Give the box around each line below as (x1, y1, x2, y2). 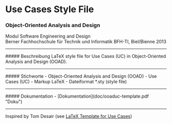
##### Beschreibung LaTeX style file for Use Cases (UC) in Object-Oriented (5, 53, 166, 59)
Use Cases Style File (5, 4, 94, 15)
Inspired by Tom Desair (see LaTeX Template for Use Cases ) (5, 113, 132, 119)
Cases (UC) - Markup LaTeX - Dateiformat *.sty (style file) (5, 79, 127, 85)
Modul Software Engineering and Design (5, 33, 91, 39)
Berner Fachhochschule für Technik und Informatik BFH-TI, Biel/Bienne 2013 (5, 39, 166, 45)
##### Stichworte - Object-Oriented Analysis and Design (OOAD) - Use (5, 73, 157, 79)
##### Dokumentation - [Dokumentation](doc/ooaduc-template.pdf (5, 93, 149, 100)
